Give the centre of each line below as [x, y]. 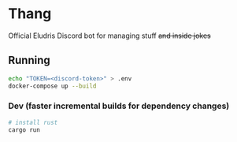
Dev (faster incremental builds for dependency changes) [119, 106]
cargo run [24, 130]
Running [30, 60]
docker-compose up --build [52, 86]
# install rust [33, 122]
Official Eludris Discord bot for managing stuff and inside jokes [109, 35]
